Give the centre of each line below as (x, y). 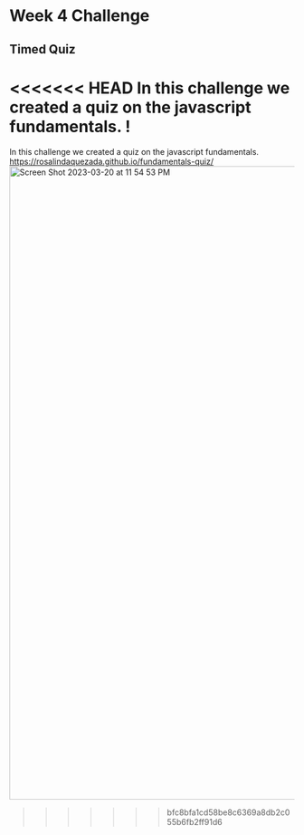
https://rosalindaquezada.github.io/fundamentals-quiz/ (112, 161)
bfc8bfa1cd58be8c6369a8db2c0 (228, 812)
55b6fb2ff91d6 (195, 821)
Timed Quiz (43, 49)
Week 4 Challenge (80, 16)
